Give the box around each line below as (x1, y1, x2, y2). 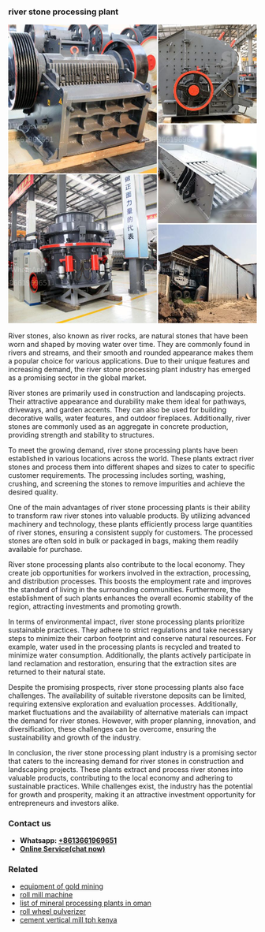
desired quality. (8, 487, 58, 497)
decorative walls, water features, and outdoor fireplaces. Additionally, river (8, 413, 251, 423)
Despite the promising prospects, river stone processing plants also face (8, 682, 244, 692)
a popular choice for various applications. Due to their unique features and (8, 356, 250, 365)
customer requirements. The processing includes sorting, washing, (8, 470, 226, 479)
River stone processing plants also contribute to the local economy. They (8, 559, 245, 569)
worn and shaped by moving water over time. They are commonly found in (8, 339, 251, 349)
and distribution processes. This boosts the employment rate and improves (8, 576, 252, 586)
